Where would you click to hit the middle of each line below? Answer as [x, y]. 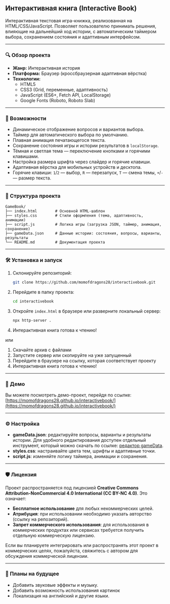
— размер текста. [32, 178]
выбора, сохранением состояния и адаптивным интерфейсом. [73, 37]
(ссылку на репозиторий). [41, 519]
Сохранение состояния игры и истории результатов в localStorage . [86, 146]
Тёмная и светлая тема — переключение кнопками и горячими [81, 151]
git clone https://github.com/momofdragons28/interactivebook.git [84, 282]
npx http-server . [32, 320]
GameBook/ [16, 206]
